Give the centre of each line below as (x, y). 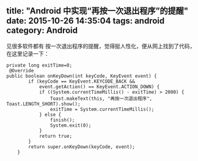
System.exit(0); (71, 125)
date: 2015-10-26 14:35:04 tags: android (86, 21)
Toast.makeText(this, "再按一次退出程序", (101, 99)
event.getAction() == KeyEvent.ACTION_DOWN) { (99, 87)
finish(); (62, 120)
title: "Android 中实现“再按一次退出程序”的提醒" (97, 11)
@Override (21, 70)
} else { (50, 114)
